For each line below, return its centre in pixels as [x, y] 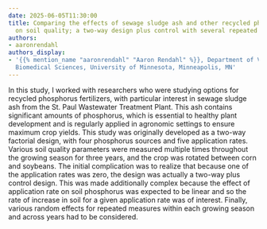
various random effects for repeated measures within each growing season [132, 208]
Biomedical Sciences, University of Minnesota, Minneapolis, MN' [126, 68]
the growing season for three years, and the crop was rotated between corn [132, 157]
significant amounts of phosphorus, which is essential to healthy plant [123, 115]
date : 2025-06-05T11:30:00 [53, 16]
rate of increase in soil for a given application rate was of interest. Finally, [128, 200]
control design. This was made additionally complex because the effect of [129, 183]
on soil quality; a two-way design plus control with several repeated [137, 30]
